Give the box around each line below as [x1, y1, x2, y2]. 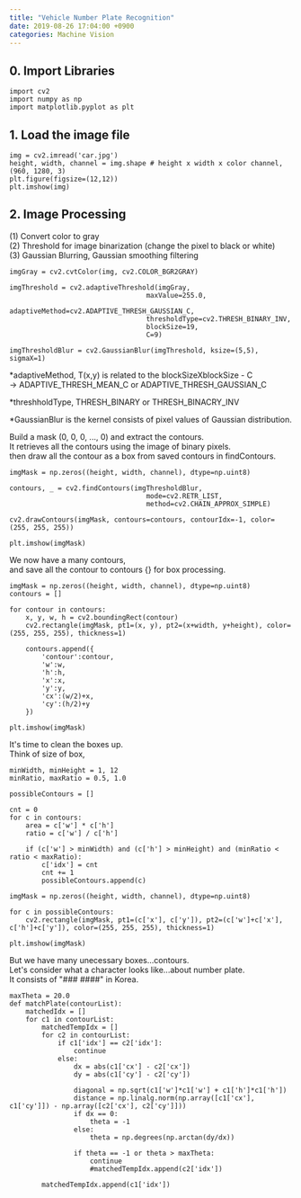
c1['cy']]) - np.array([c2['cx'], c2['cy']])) [9, 1101, 187, 1111]
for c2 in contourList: [41, 1031, 130, 1040]
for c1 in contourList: [25, 1015, 115, 1024]
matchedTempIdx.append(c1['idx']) [41, 1180, 171, 1189]
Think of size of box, [9, 748, 85, 759]
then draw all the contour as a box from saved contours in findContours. [9, 451, 277, 461]
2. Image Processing [9, 207, 127, 222]
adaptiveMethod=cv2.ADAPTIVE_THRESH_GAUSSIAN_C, [9, 307, 195, 316]
